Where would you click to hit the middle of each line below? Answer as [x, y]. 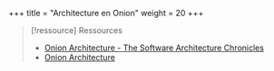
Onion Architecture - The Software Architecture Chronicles [154, 48]
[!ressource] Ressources [77, 30]
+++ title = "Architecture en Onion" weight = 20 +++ [106, 13]
